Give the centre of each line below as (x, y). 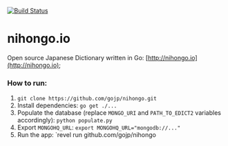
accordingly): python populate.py (65, 120)
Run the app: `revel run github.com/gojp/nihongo (87, 135)
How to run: (27, 83)
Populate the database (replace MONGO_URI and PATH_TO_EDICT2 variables (119, 113)
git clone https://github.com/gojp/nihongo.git (87, 99)
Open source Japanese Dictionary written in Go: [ (78, 57)
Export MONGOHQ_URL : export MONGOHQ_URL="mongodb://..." (99, 127)
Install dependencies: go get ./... (67, 106)
